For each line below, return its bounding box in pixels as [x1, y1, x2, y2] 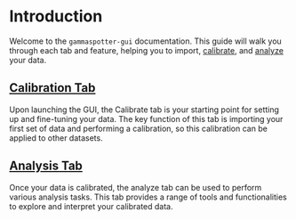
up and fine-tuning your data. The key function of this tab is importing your [9, 113, 284, 124]
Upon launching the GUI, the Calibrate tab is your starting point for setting [9, 104, 280, 115]
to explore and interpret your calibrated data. [9, 200, 173, 211]
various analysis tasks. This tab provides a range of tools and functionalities [9, 191, 287, 202]
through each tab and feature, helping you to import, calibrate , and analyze [9, 45, 284, 55]
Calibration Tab [9, 80, 96, 95]
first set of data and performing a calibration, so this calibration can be [9, 123, 268, 134]
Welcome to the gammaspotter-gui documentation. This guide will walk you [9, 36, 282, 46]
